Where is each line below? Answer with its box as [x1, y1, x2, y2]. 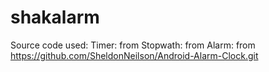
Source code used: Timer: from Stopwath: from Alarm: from [10, 39, 256, 51]
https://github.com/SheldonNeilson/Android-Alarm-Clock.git [10, 49, 259, 61]
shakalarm [10, 6, 100, 29]
